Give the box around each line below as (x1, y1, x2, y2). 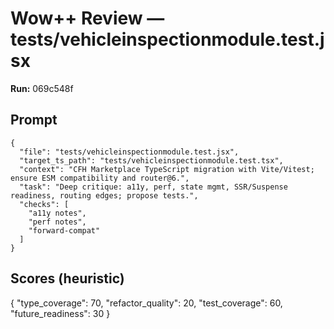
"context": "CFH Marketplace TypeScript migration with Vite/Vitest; (19, 164, 315, 174)
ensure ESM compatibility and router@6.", (10, 173, 190, 183)
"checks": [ (19, 199, 70, 209)
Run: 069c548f (10, 82, 74, 94)
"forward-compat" (28, 225, 101, 236)
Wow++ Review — (10, 7, 165, 30)
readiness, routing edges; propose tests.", (10, 190, 199, 201)
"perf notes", (28, 217, 87, 227)
